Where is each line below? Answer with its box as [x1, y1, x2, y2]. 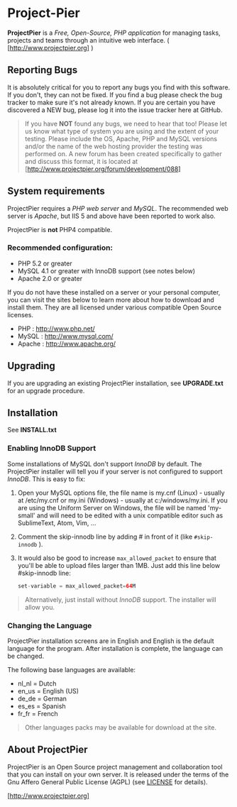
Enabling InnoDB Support [7, 444, 97, 454]
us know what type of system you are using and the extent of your [24, 126, 219, 136]
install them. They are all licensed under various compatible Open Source [7, 303, 222, 312]
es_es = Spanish [17, 701, 66, 710]
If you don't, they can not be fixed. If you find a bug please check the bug [7, 90, 222, 99]
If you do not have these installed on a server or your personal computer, [7, 287, 221, 296]
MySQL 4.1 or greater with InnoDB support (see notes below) [17, 266, 196, 275]
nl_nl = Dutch [17, 679, 57, 688]
